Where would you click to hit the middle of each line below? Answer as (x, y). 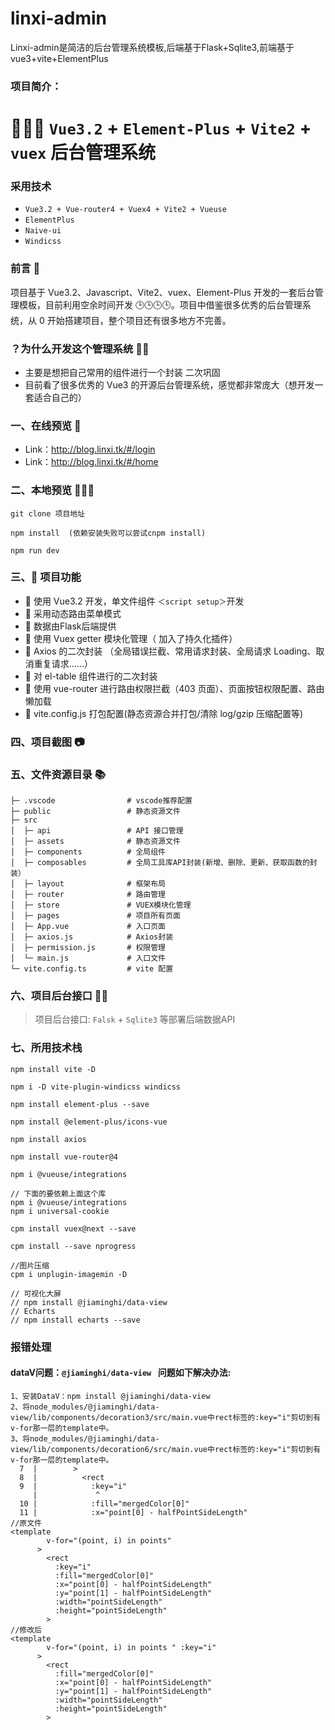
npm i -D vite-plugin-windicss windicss (96, 1087)
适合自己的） (60, 397)
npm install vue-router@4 (64, 1157)
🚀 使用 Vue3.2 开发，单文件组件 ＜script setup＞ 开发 (134, 601)
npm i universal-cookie (60, 1211)
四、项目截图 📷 (47, 742)
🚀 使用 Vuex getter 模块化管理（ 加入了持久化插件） (131, 638)
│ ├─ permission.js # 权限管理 (88, 948)
